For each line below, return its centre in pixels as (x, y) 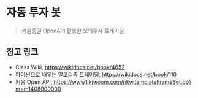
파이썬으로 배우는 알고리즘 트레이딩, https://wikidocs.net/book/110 (96, 74)
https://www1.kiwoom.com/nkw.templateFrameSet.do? (123, 82)
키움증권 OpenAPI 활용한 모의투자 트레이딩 (73, 31)
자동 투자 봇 (34, 13)
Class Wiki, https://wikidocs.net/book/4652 (70, 67)
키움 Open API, (34, 82)
